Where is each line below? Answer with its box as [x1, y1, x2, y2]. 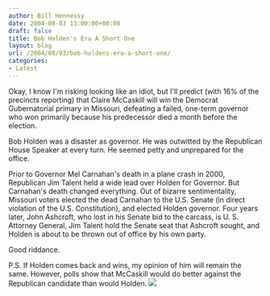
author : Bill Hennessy [8, 11, 85, 20]
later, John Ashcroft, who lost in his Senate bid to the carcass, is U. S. [8, 211, 239, 222]
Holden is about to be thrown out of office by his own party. [8, 229, 207, 239]
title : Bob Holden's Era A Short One [8, 34, 135, 43]
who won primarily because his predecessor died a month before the [8, 112, 238, 122]
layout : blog [8, 42, 52, 50]
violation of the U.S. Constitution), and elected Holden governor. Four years [8, 203, 259, 213]
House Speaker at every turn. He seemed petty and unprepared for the [8, 144, 244, 154]
